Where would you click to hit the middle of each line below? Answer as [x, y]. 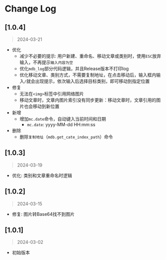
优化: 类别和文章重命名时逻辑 [42, 175]
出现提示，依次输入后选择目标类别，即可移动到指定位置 [92, 81]
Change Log [30, 9]
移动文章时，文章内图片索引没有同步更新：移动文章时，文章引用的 [88, 100]
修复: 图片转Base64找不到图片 [43, 214]
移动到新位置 [46, 106]
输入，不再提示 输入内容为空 [46, 62]
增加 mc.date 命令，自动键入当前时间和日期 [63, 119]
